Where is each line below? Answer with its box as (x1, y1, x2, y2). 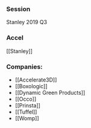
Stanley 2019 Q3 (6, 19, 47, 26)
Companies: (6, 62, 43, 71)
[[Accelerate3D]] (14, 76, 57, 83)
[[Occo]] (14, 95, 37, 103)
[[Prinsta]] (14, 101, 41, 109)
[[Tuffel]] (14, 108, 37, 115)
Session (6, 5, 31, 13)
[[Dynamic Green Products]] (14, 89, 86, 96)
